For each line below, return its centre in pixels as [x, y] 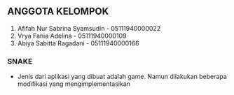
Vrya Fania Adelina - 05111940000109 [72, 36]
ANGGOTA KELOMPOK [58, 12]
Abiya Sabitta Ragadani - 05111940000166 [78, 43]
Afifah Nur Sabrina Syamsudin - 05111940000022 [89, 28]
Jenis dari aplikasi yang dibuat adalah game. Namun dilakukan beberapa [122, 77]
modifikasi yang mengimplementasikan [74, 84]
